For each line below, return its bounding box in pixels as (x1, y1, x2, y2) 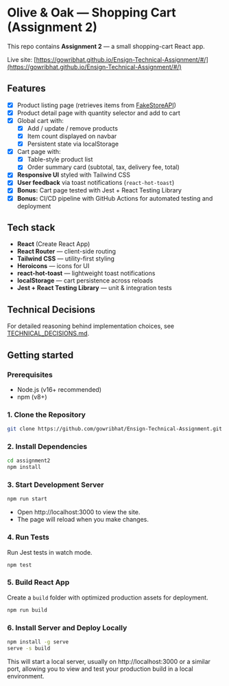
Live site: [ (7, 55, 36, 63)
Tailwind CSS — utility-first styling (16, 254, 115, 263)
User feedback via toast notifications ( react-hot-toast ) (16, 179, 175, 187)
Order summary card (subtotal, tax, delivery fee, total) (27, 163, 180, 171)
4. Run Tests (7, 533, 49, 542)
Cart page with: (16, 148, 61, 156)
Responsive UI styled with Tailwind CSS (16, 170, 131, 179)
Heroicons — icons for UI (16, 262, 90, 270)
